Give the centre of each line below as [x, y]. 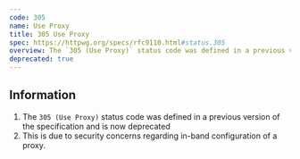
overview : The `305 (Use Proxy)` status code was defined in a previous [147, 51]
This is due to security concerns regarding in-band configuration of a [150, 136]
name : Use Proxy [39, 26]
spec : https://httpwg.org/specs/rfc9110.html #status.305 [117, 42]
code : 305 [28, 17]
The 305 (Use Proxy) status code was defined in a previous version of [151, 116]
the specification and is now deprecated [96, 126]
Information [43, 95]
